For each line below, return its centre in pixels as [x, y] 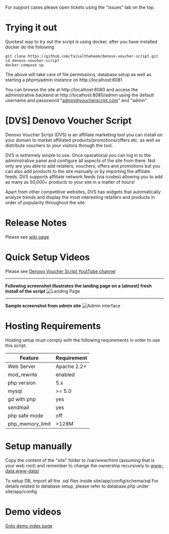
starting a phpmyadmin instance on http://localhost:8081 [64, 80]
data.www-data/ [22, 471]
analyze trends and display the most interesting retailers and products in [80, 197]
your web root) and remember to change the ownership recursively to [77, 465]
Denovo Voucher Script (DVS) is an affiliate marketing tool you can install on [84, 135]
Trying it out [31, 28]
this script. [16, 345]
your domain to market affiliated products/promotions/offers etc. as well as [83, 140]
